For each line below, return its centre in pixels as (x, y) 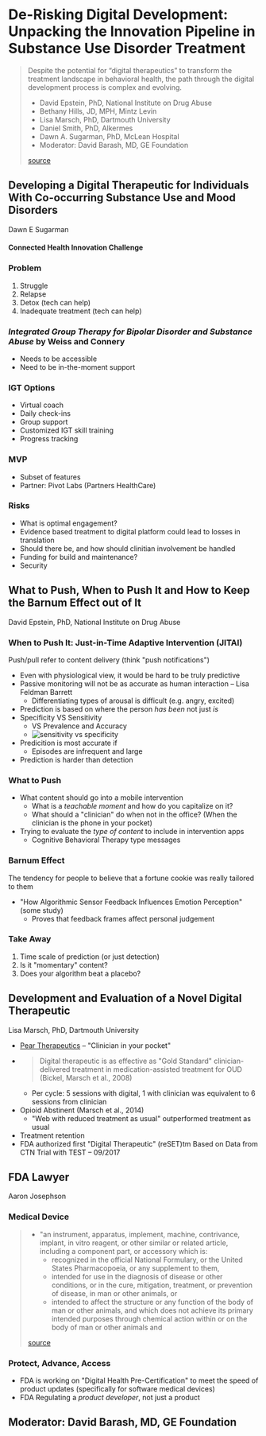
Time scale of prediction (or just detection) (90, 957)
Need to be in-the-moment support (77, 367)
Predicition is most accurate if (68, 743)
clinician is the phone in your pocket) (92, 823)
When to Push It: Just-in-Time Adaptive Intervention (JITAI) (125, 642)
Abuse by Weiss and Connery (67, 341)
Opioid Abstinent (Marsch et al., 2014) (82, 1110)
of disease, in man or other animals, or (114, 1293)
